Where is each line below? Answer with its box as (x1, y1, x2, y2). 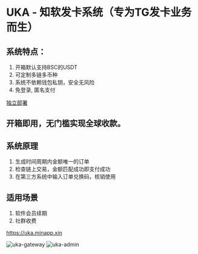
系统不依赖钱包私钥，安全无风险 (14, 79, 95, 86)
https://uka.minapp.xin (6, 229, 62, 237)
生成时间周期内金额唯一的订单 (14, 158, 89, 165)
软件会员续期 (14, 209, 47, 217)
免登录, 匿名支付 (14, 86, 56, 94)
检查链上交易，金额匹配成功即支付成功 (14, 165, 110, 173)
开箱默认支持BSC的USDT (14, 64, 78, 71)
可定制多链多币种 (14, 71, 58, 78)
